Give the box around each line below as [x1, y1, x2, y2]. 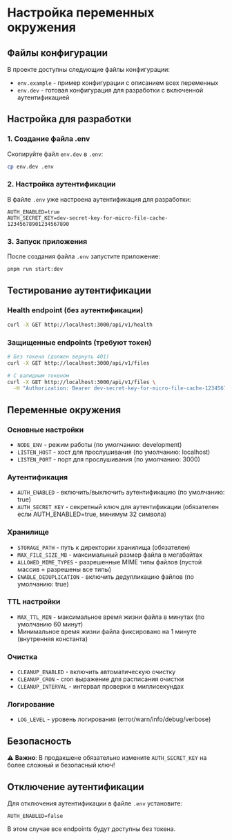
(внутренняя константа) [17, 634, 88, 643]
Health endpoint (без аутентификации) [7, 305, 144, 315]
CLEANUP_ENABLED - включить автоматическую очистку [17, 668, 176, 676]
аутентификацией [17, 93, 70, 102]
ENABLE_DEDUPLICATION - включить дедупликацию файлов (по [17, 572, 195, 581]
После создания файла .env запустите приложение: [7, 252, 161, 260]
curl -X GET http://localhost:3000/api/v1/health [7, 321, 153, 328]
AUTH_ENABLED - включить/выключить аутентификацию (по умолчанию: [17, 488, 225, 497]
